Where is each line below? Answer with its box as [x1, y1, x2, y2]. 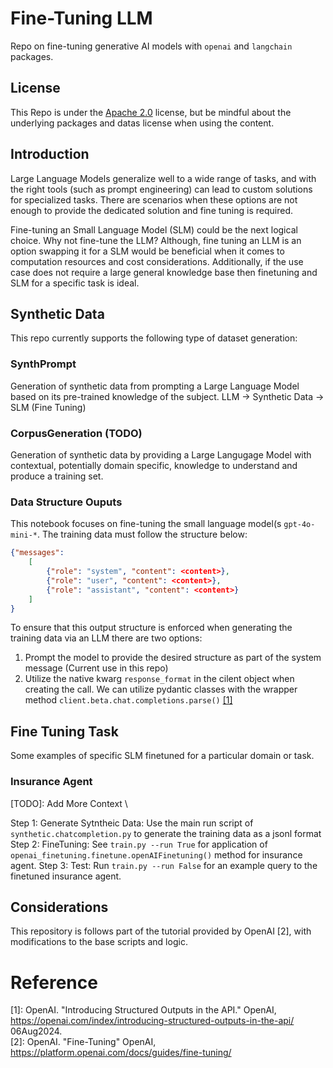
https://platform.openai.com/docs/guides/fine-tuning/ [10, 1047, 232, 1059]
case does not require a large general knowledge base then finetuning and [10, 266, 318, 278]
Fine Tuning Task [10, 723, 119, 740]
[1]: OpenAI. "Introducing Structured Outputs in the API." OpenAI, [10, 1004, 277, 1016]
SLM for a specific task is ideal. [10, 277, 140, 289]
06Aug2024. [10, 1025, 63, 1037]
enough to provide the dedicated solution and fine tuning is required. [10, 204, 294, 216]
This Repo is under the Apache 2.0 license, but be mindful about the [10, 106, 292, 118]
